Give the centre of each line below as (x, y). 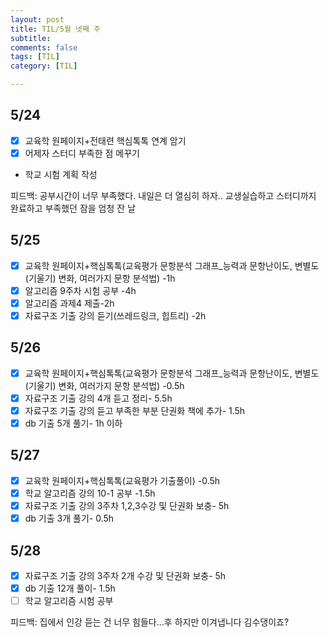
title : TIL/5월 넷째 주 (55, 29)
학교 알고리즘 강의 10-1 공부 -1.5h (90, 493)
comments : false (44, 47)
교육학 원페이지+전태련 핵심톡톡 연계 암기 (105, 140)
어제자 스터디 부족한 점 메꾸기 (82, 153)
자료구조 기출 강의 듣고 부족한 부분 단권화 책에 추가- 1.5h (135, 410)
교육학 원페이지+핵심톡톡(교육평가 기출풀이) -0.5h (122, 480)
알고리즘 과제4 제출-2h (69, 303)
